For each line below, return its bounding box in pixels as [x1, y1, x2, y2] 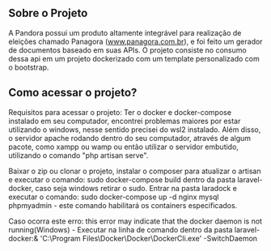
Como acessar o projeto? [8, 86, 138, 100]
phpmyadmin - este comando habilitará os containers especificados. [8, 200, 238, 210]
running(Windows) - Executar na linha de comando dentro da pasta [8, 224, 233, 234]
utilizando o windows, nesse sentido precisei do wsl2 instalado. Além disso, [8, 125, 261, 134]
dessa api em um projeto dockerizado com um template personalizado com [8, 53, 260, 63]
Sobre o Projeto [8, 6, 88, 20]
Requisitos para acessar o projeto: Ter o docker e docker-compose [8, 107, 232, 117]
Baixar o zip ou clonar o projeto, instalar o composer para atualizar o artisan [8, 166, 261, 176]
